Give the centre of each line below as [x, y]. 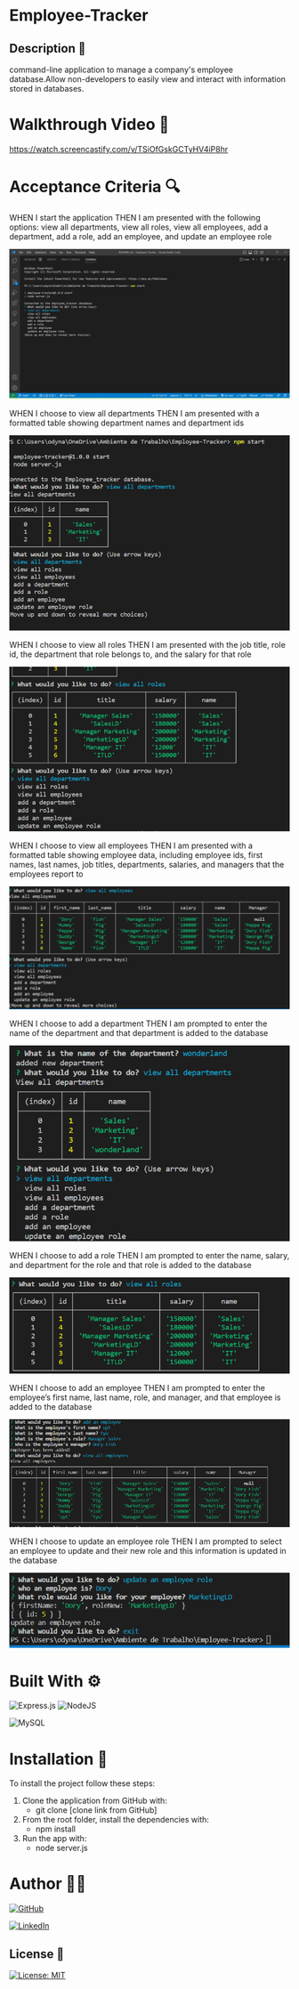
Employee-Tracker [79, 16]
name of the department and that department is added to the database [139, 1033]
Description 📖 [48, 49]
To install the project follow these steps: [82, 1783]
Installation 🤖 [59, 1759]
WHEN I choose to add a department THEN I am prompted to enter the [138, 1023]
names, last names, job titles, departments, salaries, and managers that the [147, 864]
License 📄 [37, 1954]
